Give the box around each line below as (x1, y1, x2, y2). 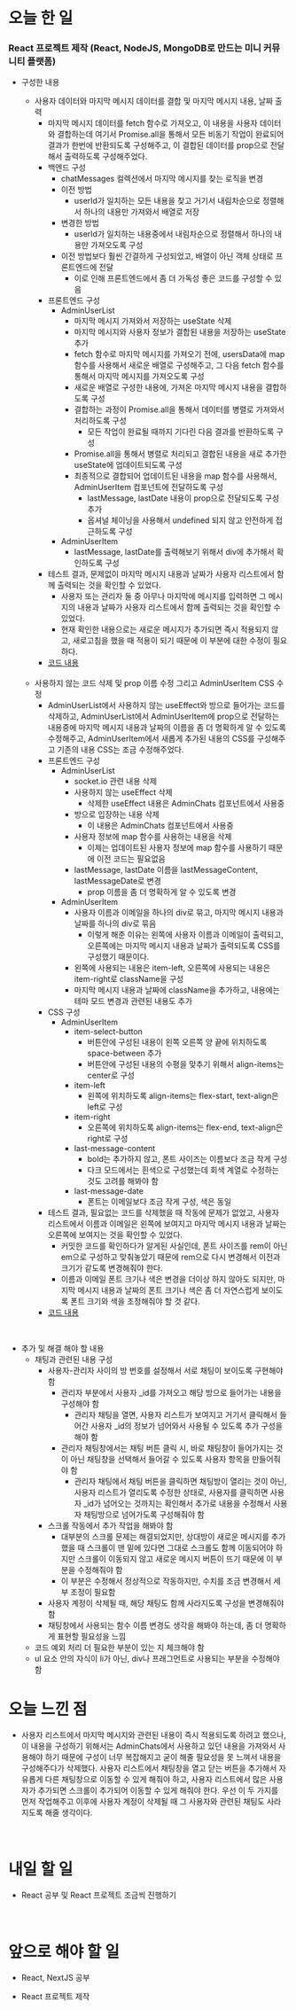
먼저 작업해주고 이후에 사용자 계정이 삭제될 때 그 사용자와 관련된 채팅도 (20, 1796, 265, 1807)
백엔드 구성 (47, 162, 86, 173)
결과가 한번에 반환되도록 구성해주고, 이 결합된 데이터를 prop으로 (47, 140, 269, 151)
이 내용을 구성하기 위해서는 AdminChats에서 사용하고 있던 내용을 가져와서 (20, 1741, 277, 1751)
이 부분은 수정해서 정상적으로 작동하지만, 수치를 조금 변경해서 (60, 1576, 272, 1586)
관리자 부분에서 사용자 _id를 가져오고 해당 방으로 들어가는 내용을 (60, 1388, 282, 1398)
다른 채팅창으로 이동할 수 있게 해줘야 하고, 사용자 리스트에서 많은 (44, 1774, 268, 1785)
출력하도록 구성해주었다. (64, 152, 148, 162)
